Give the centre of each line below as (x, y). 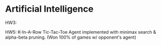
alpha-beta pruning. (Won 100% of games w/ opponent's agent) (71, 37)
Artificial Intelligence (49, 9)
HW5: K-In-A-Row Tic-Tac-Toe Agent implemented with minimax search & (81, 32)
